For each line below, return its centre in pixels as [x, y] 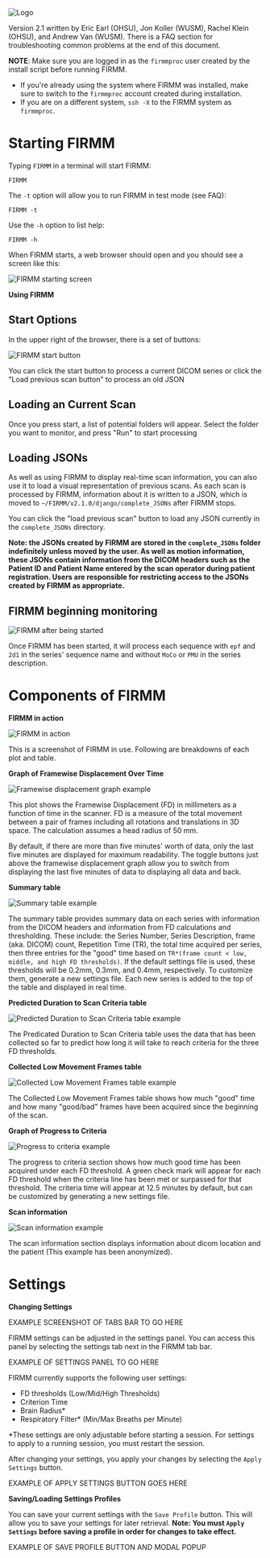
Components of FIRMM [87, 696]
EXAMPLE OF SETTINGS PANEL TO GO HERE [84, 1362]
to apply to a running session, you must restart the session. [107, 1443]
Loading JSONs [48, 458]
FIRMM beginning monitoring [83, 611]
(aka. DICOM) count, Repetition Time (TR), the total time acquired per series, [135, 944]
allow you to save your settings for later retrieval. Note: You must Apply [127, 1523]
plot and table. [32, 758]
